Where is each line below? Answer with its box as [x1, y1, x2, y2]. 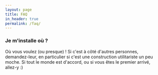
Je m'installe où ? [5, 37, 48, 44]
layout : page [5, 7, 32, 12]
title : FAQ [5, 12, 28, 17]
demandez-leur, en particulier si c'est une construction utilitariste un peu [5, 54, 153, 60]
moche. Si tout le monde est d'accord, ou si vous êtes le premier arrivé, [5, 59, 151, 65]
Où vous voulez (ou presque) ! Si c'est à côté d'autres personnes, [5, 48, 139, 54]
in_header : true [5, 16, 39, 21]
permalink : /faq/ [5, 21, 41, 26]
